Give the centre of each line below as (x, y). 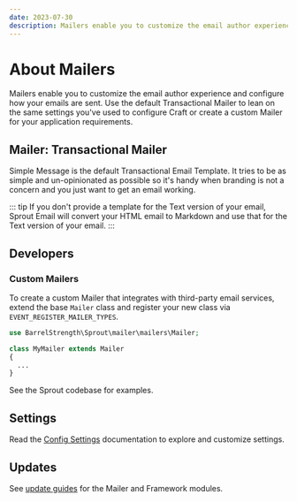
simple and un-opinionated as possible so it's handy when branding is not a (147, 180)
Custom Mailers (44, 278)
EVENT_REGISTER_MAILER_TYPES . (64, 316)
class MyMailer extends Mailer (67, 349)
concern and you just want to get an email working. (103, 190)
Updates (33, 467)
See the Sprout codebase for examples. (81, 391)
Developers (42, 253)
